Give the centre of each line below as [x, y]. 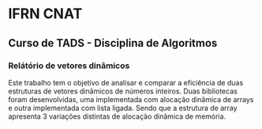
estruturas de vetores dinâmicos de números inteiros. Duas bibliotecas [123, 91]
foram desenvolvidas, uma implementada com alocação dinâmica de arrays [131, 99]
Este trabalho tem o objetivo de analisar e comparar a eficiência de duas [126, 82]
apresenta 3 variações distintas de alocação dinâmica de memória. [117, 116]
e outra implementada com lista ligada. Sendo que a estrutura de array [123, 108]
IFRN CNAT [45, 14]
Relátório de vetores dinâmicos [69, 66]
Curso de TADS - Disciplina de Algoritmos [113, 43]
